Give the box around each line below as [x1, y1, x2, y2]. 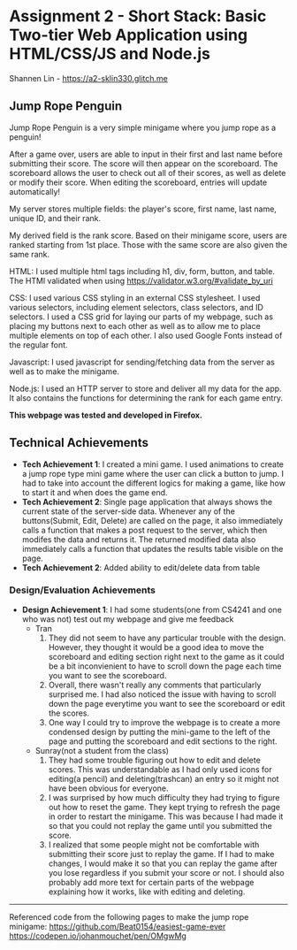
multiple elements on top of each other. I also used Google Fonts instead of [9, 330, 283, 341]
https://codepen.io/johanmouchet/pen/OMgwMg [9, 931, 187, 941]
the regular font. [9, 339, 68, 350]
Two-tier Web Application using [9, 25, 248, 45]
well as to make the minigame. [9, 365, 119, 377]
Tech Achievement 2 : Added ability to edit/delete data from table [21, 562, 261, 572]
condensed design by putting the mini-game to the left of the [48, 726, 271, 737]
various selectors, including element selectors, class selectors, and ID [9, 302, 263, 312]
